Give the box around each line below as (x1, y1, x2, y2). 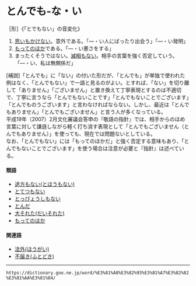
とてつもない (14, 188, 45, 195)
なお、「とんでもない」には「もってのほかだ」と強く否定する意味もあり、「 (6, 137, 185, 144)
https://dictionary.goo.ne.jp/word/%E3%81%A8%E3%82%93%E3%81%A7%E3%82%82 (6, 270, 190, 276)
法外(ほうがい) (14, 246, 50, 253)
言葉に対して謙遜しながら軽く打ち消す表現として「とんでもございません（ (6, 123, 185, 130)
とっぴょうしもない (14, 196, 61, 203)
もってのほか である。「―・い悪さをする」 (14, 44, 114, 52)
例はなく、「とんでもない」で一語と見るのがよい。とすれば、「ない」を (6, 79, 174, 86)
